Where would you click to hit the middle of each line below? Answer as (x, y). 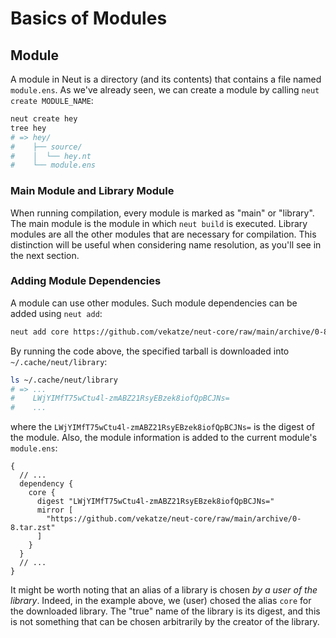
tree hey (28, 128)
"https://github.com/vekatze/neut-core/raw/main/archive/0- (174, 519)
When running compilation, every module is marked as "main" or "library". (162, 213)
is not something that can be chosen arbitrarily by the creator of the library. (165, 622)
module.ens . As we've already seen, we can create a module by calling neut (165, 90)
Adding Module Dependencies (86, 281)
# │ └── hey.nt (51, 156)
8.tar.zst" (33, 528)
